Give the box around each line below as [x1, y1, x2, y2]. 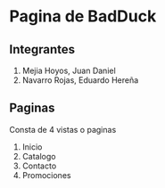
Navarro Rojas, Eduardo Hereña [21, 75, 139, 86]
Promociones [21, 169, 71, 180]
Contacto [21, 160, 57, 171]
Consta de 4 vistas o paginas [9, 124, 117, 135]
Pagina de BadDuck [9, 6, 157, 27]
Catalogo [21, 151, 56, 161]
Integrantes [9, 42, 76, 57]
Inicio [21, 141, 43, 152]
